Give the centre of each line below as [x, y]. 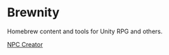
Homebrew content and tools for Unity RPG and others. [85, 31]
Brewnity [34, 13]
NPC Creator [25, 44]
